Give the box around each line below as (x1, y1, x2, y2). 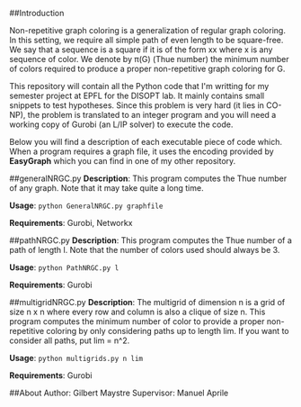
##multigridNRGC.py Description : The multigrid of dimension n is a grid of (9, 297, 286, 307)
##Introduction (9, 8, 65, 18)
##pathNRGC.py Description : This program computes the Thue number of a (9, 235, 292, 246)
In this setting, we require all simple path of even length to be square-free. (9, 35, 284, 45)
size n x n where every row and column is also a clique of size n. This (9, 306, 266, 317)
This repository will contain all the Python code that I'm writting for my (9, 81, 270, 91)
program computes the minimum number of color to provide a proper (9, 316, 265, 327)
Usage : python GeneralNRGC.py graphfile (9, 200, 164, 211)
